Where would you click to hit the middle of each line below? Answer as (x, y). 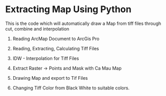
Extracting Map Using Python (69, 9)
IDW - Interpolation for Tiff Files (46, 58)
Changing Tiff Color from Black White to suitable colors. (71, 88)
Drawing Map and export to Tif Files (50, 78)
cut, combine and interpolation (37, 28)
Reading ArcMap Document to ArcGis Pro (56, 39)
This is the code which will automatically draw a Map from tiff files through (83, 23)
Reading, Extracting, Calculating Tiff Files (56, 48)
